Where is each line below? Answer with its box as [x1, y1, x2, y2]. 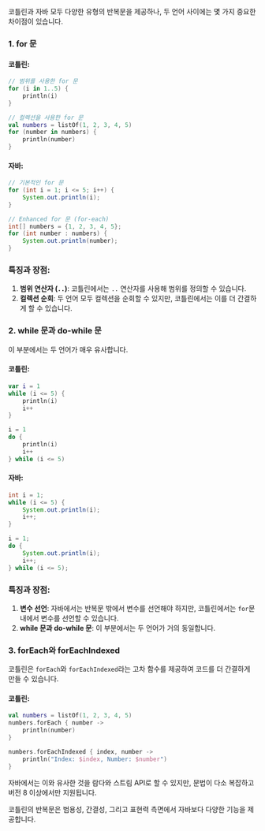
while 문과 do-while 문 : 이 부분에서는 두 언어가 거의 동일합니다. [19, 623, 216, 632]
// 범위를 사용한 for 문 [8, 77, 79, 85]
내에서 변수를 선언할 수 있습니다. [19, 613, 119, 623]
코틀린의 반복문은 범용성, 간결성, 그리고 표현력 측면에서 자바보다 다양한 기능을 [8, 804, 246, 814]
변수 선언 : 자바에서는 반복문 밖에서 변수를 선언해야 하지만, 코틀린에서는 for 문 [19, 603, 256, 613]
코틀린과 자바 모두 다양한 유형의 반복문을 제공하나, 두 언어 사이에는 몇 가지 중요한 [8, 7, 256, 16]
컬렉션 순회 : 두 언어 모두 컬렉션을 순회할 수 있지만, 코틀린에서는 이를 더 [19, 294, 236, 304]
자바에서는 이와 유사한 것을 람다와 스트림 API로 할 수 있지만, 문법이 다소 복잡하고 [8, 777, 255, 787]
